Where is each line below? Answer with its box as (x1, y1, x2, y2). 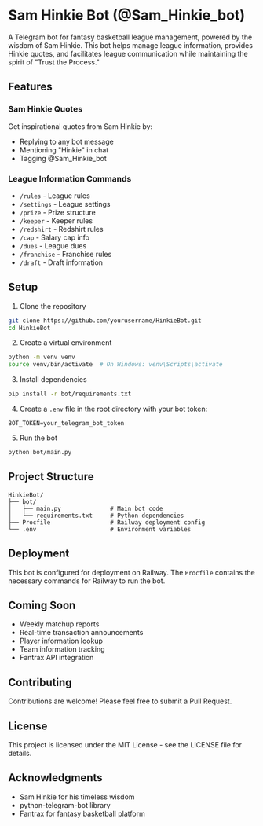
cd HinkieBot (8, 324, 51, 332)
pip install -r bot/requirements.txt (8, 390, 132, 398)
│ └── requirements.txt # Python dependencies (8, 512, 184, 519)
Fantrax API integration (19, 653, 94, 663)
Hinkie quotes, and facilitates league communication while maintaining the (8, 49, 249, 58)
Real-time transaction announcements (19, 628, 144, 637)
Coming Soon (8, 599, 76, 611)
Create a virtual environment (19, 338, 112, 347)
